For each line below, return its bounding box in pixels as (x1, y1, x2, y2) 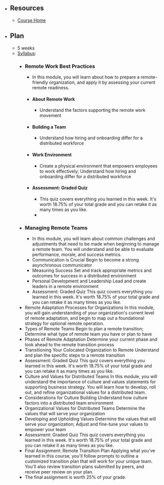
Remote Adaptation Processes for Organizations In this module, (24, 304, 155, 311)
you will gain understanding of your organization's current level (24, 310, 155, 316)
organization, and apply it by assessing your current (49, 79, 156, 85)
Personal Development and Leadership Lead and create (32, 278, 147, 284)
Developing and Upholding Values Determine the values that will (24, 416, 157, 422)
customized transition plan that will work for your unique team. (24, 459, 153, 465)
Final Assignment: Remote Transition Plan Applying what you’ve (24, 448, 156, 454)
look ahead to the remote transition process (24, 342, 114, 348)
